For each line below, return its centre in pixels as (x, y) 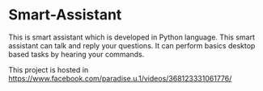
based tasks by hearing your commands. (76, 54)
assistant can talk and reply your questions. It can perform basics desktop (132, 45)
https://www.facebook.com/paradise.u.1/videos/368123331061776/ (120, 78)
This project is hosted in (49, 69)
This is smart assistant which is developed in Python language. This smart (131, 37)
